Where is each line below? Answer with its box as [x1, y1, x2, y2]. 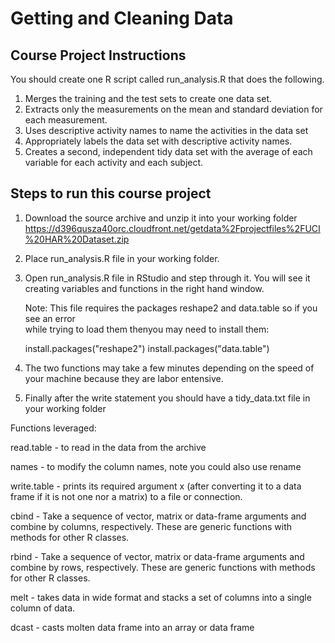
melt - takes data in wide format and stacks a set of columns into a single [10, 591, 312, 603]
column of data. [10, 602, 76, 614]
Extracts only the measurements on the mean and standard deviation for [24, 103, 323, 115]
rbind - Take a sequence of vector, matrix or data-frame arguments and [10, 550, 305, 562]
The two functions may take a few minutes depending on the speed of [24, 362, 315, 374]
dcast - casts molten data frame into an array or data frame [10, 621, 255, 633]
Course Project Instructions [10, 47, 187, 64]
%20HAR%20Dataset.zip [24, 233, 130, 245]
